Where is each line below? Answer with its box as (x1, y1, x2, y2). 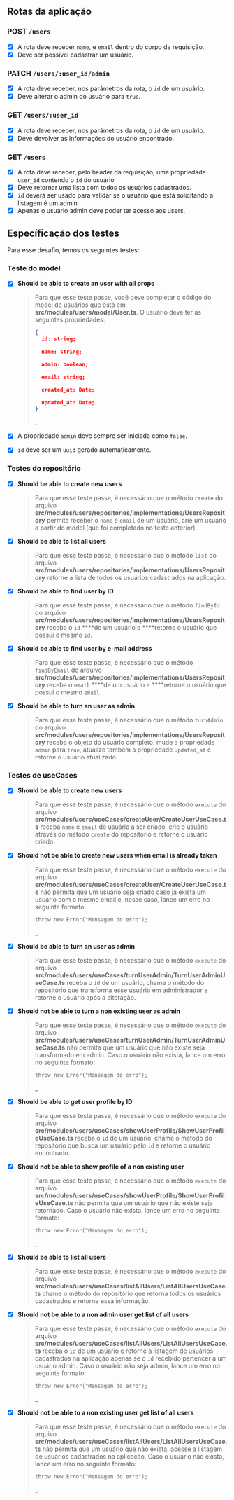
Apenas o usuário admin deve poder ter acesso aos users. (17, 207, 186, 215)
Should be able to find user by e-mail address (17, 644, 152, 652)
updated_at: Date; (41, 399, 95, 406)
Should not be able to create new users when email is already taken (17, 851, 217, 860)
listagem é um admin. (17, 199, 80, 207)
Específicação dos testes (7, 227, 120, 239)
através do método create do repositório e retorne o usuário (34, 830, 208, 839)
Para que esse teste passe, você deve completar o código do (34, 294, 212, 302)
